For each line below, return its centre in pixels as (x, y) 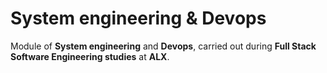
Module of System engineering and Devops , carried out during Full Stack (163, 46)
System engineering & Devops (138, 18)
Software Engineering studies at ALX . (90, 56)
